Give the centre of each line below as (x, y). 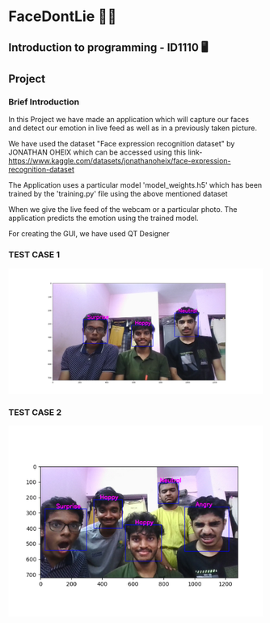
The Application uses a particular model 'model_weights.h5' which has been (135, 185)
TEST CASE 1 (34, 255)
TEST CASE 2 (35, 413)
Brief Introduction (44, 102)
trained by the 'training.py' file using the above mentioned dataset (118, 194)
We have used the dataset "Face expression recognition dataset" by (122, 144)
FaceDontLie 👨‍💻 (63, 17)
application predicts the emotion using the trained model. (103, 218)
